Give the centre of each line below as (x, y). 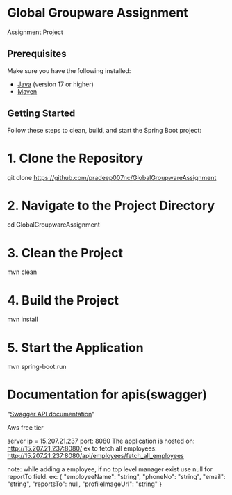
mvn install (23, 319)
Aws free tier (25, 428)
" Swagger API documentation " (51, 414)
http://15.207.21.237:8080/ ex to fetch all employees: (82, 448)
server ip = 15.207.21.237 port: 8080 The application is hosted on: (101, 441)
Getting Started (41, 114)
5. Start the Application (75, 347)
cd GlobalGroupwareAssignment (54, 225)
